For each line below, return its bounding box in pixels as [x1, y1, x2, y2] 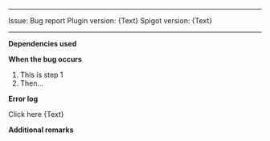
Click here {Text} [8, 110, 64, 119]
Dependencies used [8, 39, 77, 48]
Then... [19, 79, 44, 88]
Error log [8, 94, 39, 103]
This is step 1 [19, 70, 63, 79]
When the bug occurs [8, 54, 83, 64]
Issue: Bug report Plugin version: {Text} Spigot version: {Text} [8, 16, 213, 25]
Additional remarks [8, 125, 74, 135]
